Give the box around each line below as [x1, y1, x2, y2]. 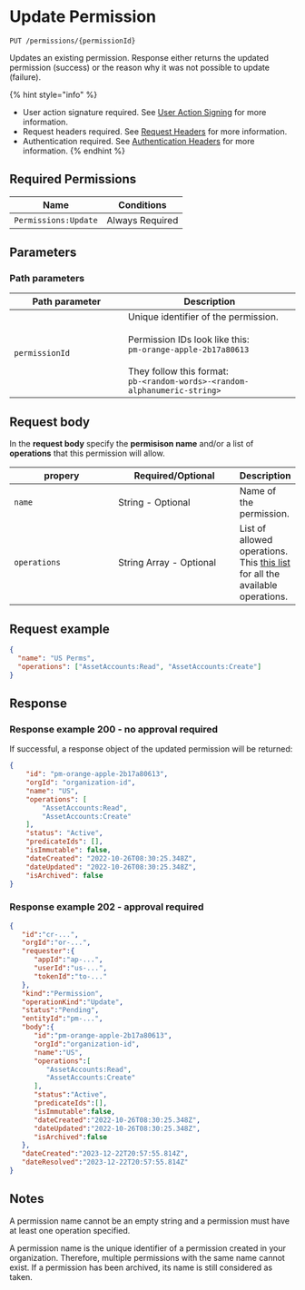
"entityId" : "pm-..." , [21, 1014, 103, 1023]
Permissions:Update [14, 215, 98, 225]
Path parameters [9, 272, 84, 285]
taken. [9, 1271, 34, 1282]
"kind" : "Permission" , [21, 989, 103, 998]
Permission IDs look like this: [128, 333, 250, 346]
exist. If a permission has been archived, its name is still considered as [9, 1262, 273, 1273]
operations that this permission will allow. [9, 448, 165, 459]
